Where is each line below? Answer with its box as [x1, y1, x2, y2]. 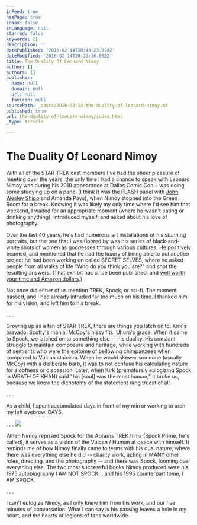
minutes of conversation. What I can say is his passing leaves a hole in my [6, 505, 187, 513]
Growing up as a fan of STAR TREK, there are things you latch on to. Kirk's [6, 323, 187, 330]
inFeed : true [6, 8, 38, 15]
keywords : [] [6, 36, 38, 42]
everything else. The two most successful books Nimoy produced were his [6, 464, 189, 471]
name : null [11, 81, 38, 87]
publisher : [6, 75, 33, 81]
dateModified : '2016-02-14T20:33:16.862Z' [6, 53, 112, 59]
